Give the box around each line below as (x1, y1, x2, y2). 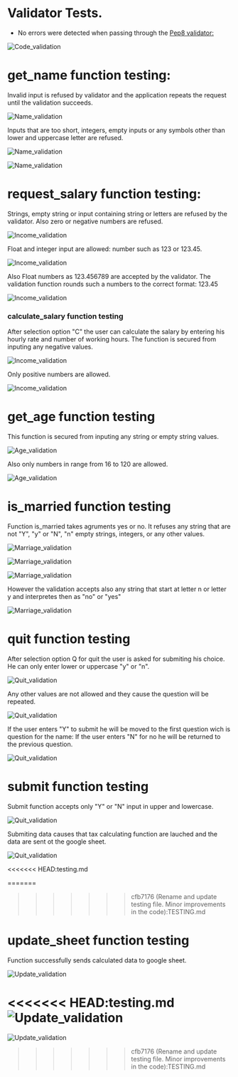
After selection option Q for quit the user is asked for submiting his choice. (7, 654, 225, 663)
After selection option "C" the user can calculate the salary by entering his (7, 327, 225, 336)
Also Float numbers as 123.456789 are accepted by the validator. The (7, 272, 211, 280)
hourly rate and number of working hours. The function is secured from (7, 335, 217, 344)
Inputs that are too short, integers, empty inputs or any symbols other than (7, 126, 225, 134)
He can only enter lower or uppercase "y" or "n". (7, 662, 150, 670)
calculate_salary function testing (7, 311, 124, 321)
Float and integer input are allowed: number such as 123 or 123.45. (7, 244, 202, 253)
